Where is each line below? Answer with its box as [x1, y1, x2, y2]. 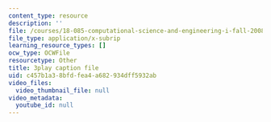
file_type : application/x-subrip [8, 34, 121, 43]
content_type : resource [8, 11, 89, 20]
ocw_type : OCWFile [8, 49, 70, 57]
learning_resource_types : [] [8, 42, 106, 50]
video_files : [8, 79, 52, 87]
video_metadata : [8, 94, 63, 102]
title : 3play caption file [8, 64, 99, 72]
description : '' [8, 19, 63, 27]
